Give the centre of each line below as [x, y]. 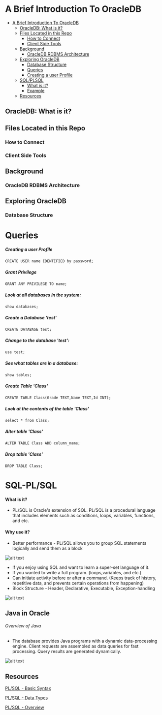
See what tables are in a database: [42, 363]
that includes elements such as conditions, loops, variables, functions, [83, 516]
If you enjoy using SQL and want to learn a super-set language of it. [81, 567]
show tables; [18, 375]
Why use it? [17, 532]
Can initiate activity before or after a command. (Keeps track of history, [84, 578]
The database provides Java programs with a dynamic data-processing [85, 641]
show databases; [22, 307]
